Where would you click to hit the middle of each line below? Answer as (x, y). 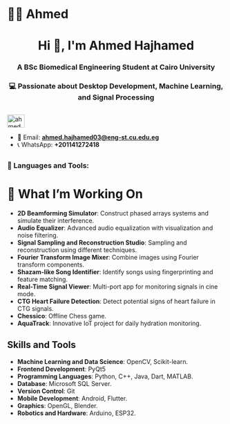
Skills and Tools (41, 345)
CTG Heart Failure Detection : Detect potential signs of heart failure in (116, 301)
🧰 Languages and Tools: (48, 165)
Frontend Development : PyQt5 (61, 369)
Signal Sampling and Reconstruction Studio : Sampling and (102, 242)
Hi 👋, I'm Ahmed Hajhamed (116, 46)
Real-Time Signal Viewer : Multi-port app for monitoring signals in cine (117, 287)
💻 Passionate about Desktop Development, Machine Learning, (116, 86)
